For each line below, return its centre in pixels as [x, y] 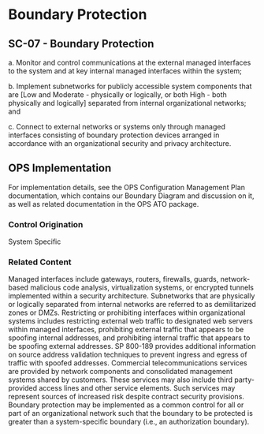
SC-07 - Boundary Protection [81, 44]
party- [244, 380]
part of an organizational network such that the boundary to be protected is [131, 413]
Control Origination [46, 224]
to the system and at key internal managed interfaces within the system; [125, 71]
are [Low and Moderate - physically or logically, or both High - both [117, 95]
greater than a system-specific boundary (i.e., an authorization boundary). [129, 422]
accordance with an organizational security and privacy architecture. [120, 143]
